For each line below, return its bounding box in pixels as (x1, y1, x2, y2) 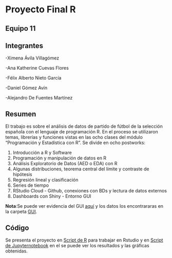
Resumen (5, 109, 36, 118)
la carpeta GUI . (5, 209, 37, 215)
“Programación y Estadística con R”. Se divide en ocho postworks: (5, 140, 145, 146)
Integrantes (5, 41, 44, 50)
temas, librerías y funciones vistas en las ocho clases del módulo (5, 134, 143, 141)
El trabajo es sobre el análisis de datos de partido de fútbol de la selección (5, 123, 163, 129)
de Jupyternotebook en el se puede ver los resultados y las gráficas (5, 243, 150, 249)
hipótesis (12, 171, 32, 177)
